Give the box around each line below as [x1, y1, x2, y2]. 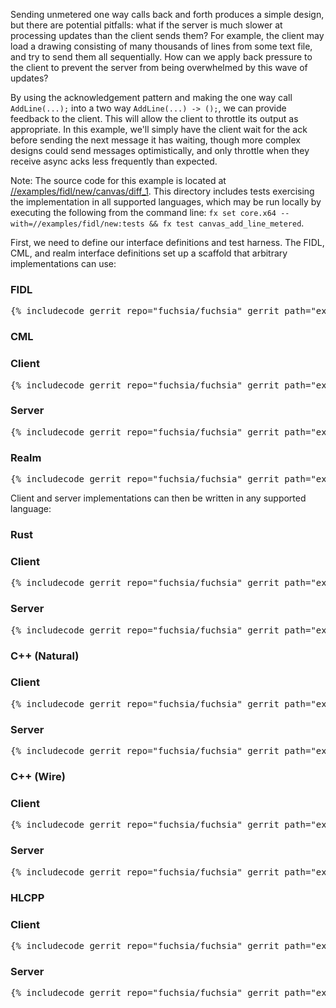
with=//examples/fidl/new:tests [10, 219, 145, 229]
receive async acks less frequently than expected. [10, 155, 218, 167]
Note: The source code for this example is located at [10, 175, 227, 186]
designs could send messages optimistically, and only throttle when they [10, 145, 310, 156]
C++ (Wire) [10, 770, 66, 784]
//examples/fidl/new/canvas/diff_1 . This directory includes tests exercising [10, 185, 315, 197]
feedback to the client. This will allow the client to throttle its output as [10, 113, 299, 124]
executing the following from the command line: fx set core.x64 [10, 207, 277, 218]
